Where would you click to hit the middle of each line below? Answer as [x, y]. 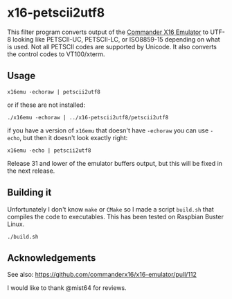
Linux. [16, 224]
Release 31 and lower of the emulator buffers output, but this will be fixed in [115, 163]
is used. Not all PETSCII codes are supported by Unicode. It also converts [112, 46]
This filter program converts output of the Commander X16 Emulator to [108, 32]
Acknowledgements [52, 258]
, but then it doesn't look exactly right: [74, 137]
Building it [29, 193]
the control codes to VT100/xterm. [56, 54]
